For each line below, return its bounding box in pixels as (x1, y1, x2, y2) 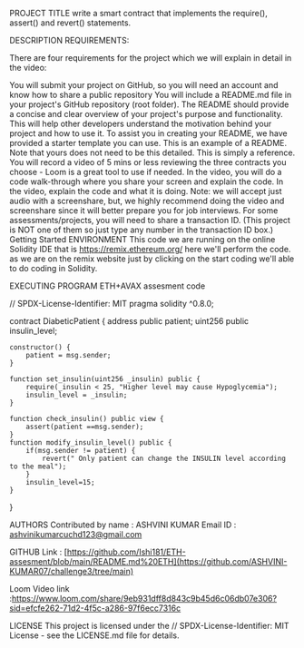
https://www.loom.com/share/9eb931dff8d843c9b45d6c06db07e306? (12, 594, 278, 604)
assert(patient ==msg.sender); (25, 422, 144, 431)
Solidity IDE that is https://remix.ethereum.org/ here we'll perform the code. (9, 244, 291, 254)
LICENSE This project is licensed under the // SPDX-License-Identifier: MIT (9, 621, 289, 631)
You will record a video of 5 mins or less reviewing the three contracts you (9, 157, 288, 167)
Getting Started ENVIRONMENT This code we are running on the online (9, 234, 276, 244)
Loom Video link (9, 584, 70, 594)
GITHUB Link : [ (9, 546, 68, 557)
